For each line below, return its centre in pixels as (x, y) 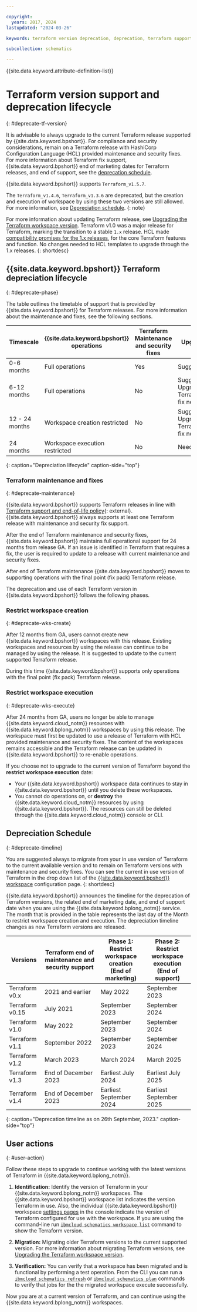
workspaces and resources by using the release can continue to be (87, 647)
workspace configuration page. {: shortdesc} (60, 884)
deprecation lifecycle (59, 107)
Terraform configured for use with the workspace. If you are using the (99, 1218)
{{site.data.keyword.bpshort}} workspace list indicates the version (95, 1199)
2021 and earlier (67, 992)
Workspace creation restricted (86, 422)
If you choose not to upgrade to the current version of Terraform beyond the (98, 766)
